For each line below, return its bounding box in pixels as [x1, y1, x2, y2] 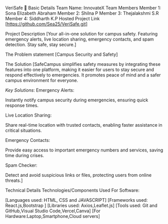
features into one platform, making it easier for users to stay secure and [5, 66, 154, 72]
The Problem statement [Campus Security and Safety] [5, 51, 118, 57]
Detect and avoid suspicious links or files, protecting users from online [5, 172, 152, 178]
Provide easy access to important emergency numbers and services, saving [5, 147, 163, 153]
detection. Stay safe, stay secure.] [5, 42, 77, 48]
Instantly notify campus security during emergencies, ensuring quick [5, 97, 149, 103]
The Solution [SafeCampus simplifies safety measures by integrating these [5, 61, 160, 67]
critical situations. [5, 127, 42, 133]
